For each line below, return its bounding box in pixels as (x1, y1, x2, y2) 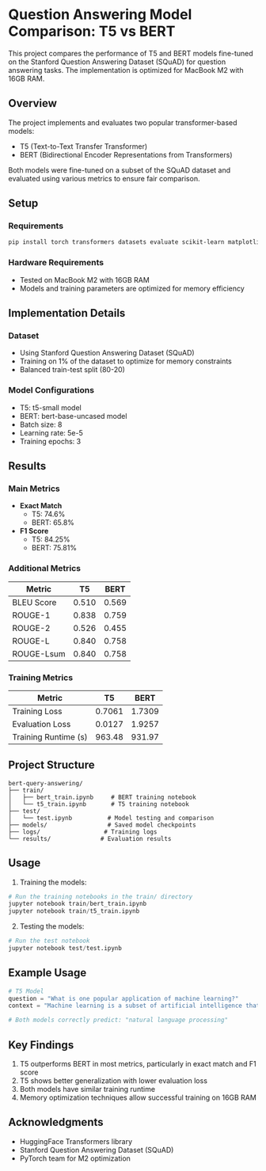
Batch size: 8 (19, 420, 63, 429)
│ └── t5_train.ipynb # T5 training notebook (8, 800, 190, 808)
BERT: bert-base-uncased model (19, 411, 127, 420)
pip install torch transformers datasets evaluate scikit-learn (8, 238, 225, 246)
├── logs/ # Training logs (8, 827, 158, 836)
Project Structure (8, 758, 95, 772)
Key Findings (8, 1038, 74, 1051)
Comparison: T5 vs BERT (8, 22, 176, 40)
